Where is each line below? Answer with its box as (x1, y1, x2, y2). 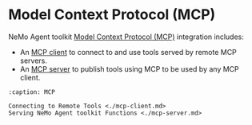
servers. (19, 56, 48, 65)
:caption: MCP (8, 88, 56, 96)
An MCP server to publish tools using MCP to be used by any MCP (19, 64, 240, 73)
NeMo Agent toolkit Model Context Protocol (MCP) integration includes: (8, 32, 244, 41)
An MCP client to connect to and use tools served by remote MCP (19, 47, 238, 57)
